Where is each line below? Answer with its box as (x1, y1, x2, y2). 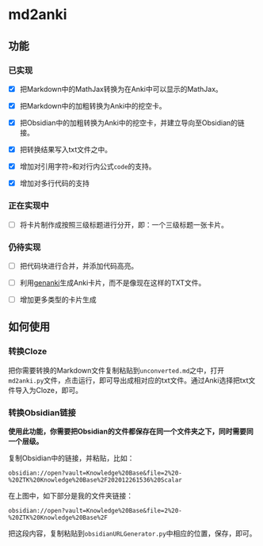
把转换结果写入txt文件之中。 (19, 145, 112, 155)
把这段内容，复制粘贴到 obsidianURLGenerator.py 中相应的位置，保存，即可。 (8, 529, 257, 538)
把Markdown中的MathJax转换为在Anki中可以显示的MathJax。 (19, 84, 223, 94)
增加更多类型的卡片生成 (19, 295, 97, 304)
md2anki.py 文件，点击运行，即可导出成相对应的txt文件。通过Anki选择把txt (8, 375, 249, 385)
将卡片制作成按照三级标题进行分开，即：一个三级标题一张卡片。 (19, 220, 228, 229)
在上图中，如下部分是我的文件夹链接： (8, 491, 133, 501)
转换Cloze (8, 346, 48, 357)
